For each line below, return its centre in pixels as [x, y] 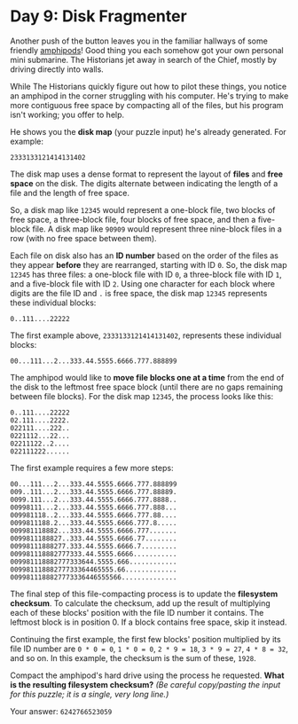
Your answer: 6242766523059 [61, 711]
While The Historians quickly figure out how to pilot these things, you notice [149, 86]
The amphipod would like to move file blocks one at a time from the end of [147, 377]
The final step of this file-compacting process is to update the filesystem [144, 594]
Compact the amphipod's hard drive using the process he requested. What [147, 675]
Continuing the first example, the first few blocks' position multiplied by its [146, 639]
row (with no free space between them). [84, 238]
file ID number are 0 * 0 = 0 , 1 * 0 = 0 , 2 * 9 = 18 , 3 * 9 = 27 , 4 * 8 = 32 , [149, 649]
